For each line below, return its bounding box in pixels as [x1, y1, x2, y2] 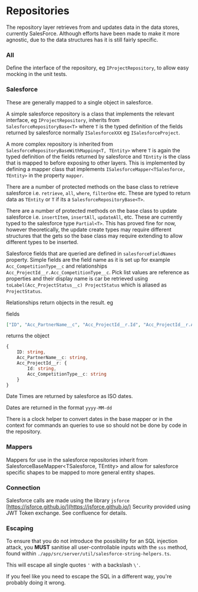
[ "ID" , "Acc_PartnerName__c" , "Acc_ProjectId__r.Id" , [6, 321, 141, 328]
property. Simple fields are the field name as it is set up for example [6, 256, 170, 263]
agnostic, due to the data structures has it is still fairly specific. [6, 36, 159, 43]
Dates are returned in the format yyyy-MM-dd [6, 404, 112, 411]
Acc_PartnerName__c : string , [16, 355, 88, 361]
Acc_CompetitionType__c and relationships [6, 262, 108, 269]
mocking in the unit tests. [6, 71, 68, 78]
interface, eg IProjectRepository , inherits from [6, 116, 120, 123]
